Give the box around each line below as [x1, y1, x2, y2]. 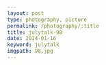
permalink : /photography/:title [7, 22, 99, 29]
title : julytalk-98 [7, 28, 63, 36]
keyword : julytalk [7, 41, 59, 48]
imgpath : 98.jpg [7, 48, 53, 55]
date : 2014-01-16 [7, 35, 57, 42]
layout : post [7, 9, 44, 17]
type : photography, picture [7, 16, 88, 23]
